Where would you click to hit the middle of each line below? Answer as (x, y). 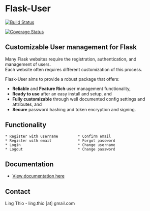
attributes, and (27, 104)
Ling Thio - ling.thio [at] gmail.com (40, 203)
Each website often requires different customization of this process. (74, 69)
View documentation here (38, 176)
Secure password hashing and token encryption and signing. (74, 109)
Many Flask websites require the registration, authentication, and (71, 59)
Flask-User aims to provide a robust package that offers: (62, 79)
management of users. (28, 64)
